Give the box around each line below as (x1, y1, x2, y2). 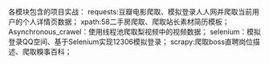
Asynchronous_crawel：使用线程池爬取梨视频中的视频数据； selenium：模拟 (8, 27, 261, 36)
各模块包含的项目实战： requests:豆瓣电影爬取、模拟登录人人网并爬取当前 (8, 7, 253, 16)
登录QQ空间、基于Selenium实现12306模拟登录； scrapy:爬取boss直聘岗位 (8, 37, 254, 46)
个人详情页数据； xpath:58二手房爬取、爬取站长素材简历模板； (22, 17, 230, 26)
